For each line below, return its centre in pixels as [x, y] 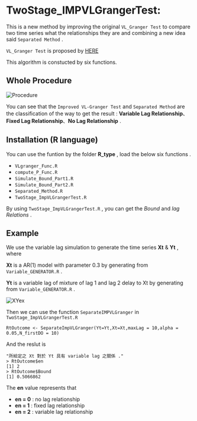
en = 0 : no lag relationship [47, 399]
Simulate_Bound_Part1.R [44, 179]
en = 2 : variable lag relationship [54, 412]
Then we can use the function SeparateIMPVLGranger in [73, 312]
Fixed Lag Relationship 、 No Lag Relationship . [64, 121]
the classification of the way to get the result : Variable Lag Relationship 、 [97, 114]
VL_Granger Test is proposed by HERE [52, 50]
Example [22, 233]
